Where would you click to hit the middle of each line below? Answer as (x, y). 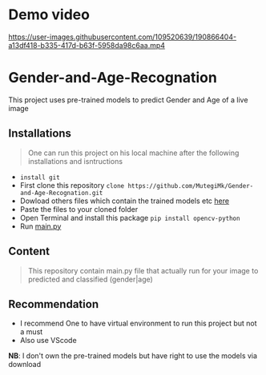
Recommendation (53, 304)
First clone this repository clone (72, 185)
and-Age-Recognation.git (61, 193)
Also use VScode (48, 341)
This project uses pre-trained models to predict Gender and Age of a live (128, 100)
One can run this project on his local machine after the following (133, 153)
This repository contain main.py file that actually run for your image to (143, 270)
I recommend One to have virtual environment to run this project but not (139, 323)
